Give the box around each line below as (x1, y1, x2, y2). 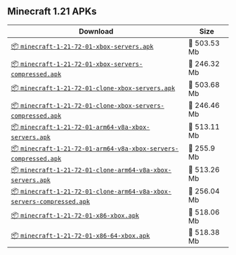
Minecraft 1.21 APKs (7, 6, 97, 18)
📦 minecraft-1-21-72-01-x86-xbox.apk (11, 210, 139, 220)
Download (78, 26, 114, 36)
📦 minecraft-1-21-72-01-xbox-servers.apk (11, 41, 154, 51)
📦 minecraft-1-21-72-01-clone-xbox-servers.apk (11, 83, 176, 93)
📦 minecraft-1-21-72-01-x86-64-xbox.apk (11, 230, 150, 240)
